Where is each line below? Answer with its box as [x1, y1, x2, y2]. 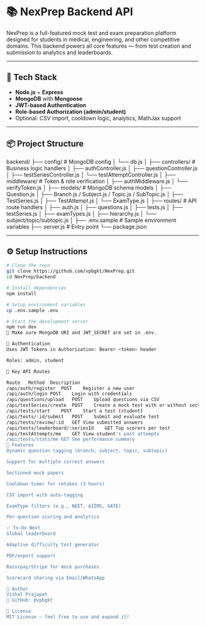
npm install [6, 290, 37, 296]
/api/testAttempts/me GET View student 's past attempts [6, 430, 160, 437]
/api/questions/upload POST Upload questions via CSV [6, 397, 160, 403]
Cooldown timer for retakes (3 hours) [6, 481, 105, 487]
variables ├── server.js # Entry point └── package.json [6, 223, 147, 230]
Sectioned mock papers [6, 469, 64, 476]
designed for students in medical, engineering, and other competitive [6, 35, 180, 43]
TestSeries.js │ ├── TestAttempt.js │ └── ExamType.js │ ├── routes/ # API [6, 197, 197, 204]
